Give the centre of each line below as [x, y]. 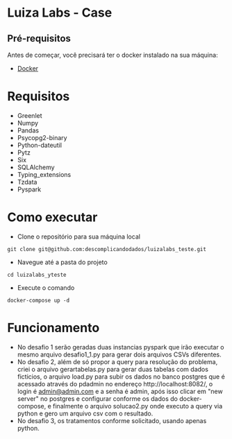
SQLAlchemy [36, 167]
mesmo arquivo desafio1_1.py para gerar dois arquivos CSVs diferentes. [119, 354]
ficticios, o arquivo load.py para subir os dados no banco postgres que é [121, 377]
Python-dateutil [40, 145]
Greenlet [30, 115]
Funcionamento [53, 328]
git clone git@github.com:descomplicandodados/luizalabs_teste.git [107, 249]
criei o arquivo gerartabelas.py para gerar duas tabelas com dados [113, 369]
